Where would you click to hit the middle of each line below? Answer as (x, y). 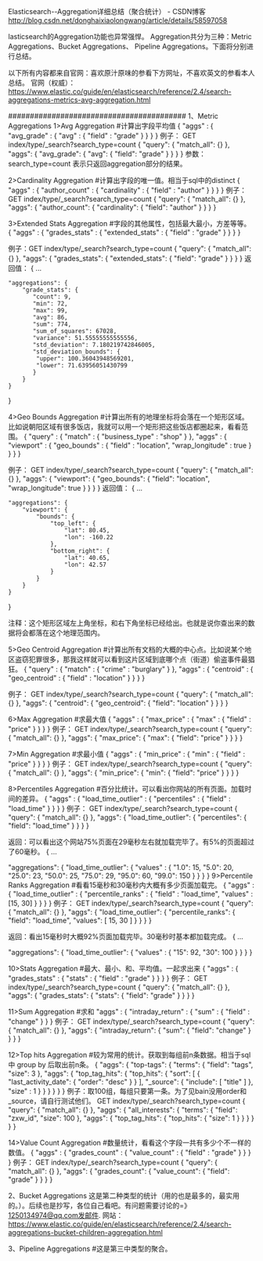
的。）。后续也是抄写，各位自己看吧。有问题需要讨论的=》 (100, 1205)
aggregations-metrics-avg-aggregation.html (79, 100)
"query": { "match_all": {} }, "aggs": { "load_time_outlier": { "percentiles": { (128, 817)
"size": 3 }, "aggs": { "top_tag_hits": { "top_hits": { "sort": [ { (104, 1073)
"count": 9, (52, 297)
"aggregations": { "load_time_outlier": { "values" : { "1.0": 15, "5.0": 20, (121, 867)
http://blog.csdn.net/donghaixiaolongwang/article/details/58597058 (118, 20)
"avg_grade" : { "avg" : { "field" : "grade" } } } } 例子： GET (103, 135)
